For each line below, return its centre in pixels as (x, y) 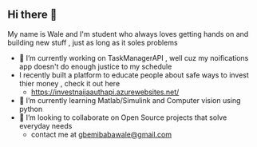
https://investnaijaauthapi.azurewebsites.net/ (105, 92)
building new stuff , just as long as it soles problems (93, 42)
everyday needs (45, 125)
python (31, 109)
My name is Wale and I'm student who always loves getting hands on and (128, 34)
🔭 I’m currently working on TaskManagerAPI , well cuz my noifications (134, 58)
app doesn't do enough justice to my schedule (95, 66)
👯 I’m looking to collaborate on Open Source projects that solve (123, 117)
